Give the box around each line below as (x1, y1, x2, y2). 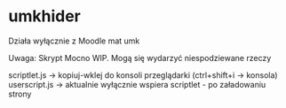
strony (8, 89, 32, 99)
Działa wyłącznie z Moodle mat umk (8, 35, 140, 46)
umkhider (8, 6, 81, 27)
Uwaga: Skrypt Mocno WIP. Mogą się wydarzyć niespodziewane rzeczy (8, 52, 272, 63)
